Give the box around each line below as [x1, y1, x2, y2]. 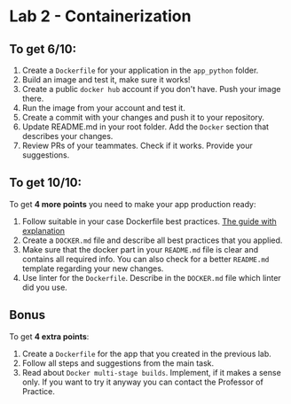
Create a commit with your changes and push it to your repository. [21, 113, 264, 122]
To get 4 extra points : [9, 330, 90, 342]
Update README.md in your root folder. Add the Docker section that [21, 121, 269, 132]
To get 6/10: [9, 42, 77, 57]
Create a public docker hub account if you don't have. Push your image [21, 84, 281, 94]
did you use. [21, 282, 68, 292]
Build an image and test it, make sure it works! [21, 74, 191, 85]
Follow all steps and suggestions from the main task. [21, 357, 215, 369]
